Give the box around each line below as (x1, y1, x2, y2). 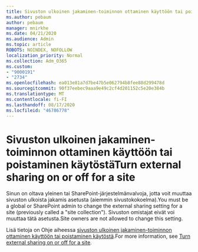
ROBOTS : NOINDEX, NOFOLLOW (6, 47, 72, 53)
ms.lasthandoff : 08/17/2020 (6, 102, 75, 108)
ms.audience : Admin (6, 36, 54, 42)
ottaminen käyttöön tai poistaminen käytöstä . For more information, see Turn (6, 233, 190, 240)
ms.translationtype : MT (6, 91, 65, 97)
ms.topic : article (6, 42, 51, 48)
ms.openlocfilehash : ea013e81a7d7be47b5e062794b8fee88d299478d (6, 80, 165, 86)
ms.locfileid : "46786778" (6, 107, 70, 113)
